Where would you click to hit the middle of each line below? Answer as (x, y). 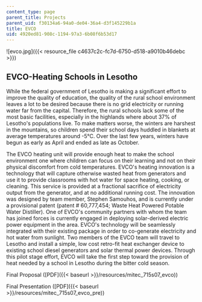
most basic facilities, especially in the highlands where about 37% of (91, 117)
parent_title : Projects (36, 17)
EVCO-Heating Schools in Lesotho (72, 77)
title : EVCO (21, 29)
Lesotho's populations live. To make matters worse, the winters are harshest (101, 123)
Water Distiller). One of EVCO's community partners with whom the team (96, 212)
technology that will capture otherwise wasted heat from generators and (96, 173)
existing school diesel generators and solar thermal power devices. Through (101, 250)
